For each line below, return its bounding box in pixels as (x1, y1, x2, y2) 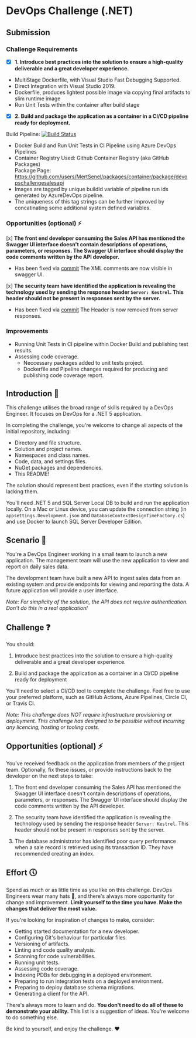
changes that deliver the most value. (6, 905, 97, 912)
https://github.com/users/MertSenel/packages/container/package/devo (14, 173, 188, 180)
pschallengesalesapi (14, 179, 64, 186)
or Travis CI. (6, 700, 36, 707)
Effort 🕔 (6, 868, 37, 878)
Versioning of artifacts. (14, 940, 70, 947)
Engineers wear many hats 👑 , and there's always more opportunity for (6, 893, 175, 900)
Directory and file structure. (14, 439, 81, 446)
